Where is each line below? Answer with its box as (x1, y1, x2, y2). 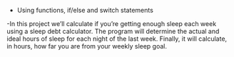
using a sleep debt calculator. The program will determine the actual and (6, 27, 220, 35)
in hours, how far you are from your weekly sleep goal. (6, 42, 168, 50)
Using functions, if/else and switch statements (16, 6, 154, 14)
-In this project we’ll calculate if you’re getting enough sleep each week (6, 20, 217, 27)
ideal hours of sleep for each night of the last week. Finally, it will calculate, (6, 34, 228, 43)
